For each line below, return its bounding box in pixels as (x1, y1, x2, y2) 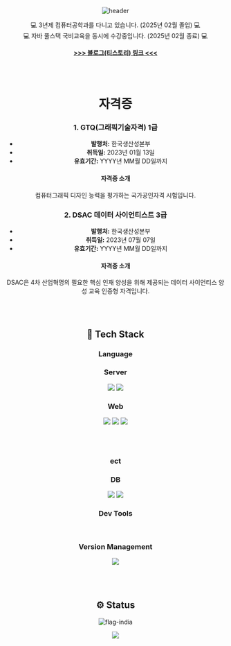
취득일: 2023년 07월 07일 (85, 236, 156, 244)
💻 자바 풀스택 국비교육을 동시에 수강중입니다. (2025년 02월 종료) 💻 (23, 32, 208, 40)
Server (104, 367, 127, 377)
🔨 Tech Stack (86, 328, 145, 340)
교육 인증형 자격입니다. (89, 287, 150, 295)
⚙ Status (95, 600, 136, 611)
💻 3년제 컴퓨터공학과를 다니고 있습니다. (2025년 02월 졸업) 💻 (30, 21, 201, 29)
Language (98, 349, 133, 358)
